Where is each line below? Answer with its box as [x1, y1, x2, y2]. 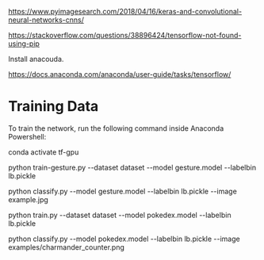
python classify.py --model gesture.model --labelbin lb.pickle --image [8, 186, 238, 196]
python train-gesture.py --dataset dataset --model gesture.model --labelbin [8, 162, 256, 172]
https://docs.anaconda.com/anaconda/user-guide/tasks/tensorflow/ [8, 70, 231, 78]
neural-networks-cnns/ [8, 15, 85, 25]
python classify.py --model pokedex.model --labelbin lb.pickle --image [8, 234, 240, 243]
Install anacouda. [8, 55, 64, 63]
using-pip [8, 39, 40, 48]
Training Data [8, 97, 99, 116]
